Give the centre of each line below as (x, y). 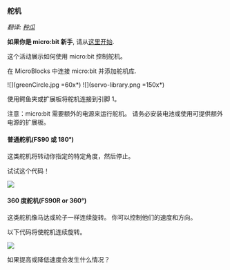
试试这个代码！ (28, 171)
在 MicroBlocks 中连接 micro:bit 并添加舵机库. (72, 71)
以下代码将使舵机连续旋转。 (47, 231)
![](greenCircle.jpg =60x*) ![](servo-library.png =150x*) (86, 85)
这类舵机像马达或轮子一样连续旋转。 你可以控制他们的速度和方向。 (102, 217)
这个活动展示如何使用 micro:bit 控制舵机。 (67, 56)
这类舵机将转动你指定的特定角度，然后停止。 (71, 156)
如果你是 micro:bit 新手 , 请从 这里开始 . (61, 42)
